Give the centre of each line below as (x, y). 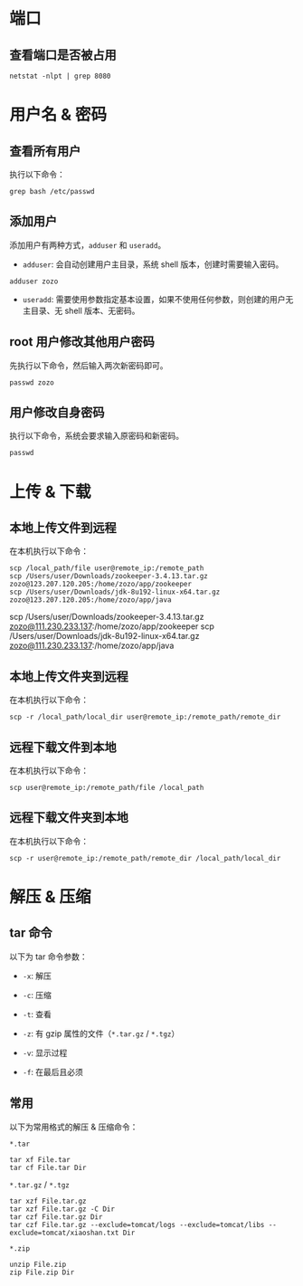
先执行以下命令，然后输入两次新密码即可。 (89, 365)
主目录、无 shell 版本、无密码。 (81, 310)
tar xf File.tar (40, 1159)
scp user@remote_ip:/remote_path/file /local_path (107, 788)
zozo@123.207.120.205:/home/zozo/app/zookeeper (101, 585)
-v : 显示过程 (45, 1053)
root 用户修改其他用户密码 (82, 342)
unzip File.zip (38, 1264)
